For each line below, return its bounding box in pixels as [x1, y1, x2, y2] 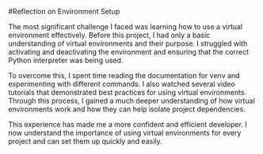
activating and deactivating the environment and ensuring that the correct [8, 47, 250, 56]
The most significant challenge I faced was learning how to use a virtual [8, 22, 243, 31]
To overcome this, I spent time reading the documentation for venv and [8, 71, 240, 80]
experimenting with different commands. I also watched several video [8, 79, 235, 88]
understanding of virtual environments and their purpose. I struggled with [8, 39, 248, 48]
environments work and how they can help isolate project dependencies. [8, 104, 246, 114]
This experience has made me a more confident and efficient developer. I [8, 120, 247, 129]
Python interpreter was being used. [8, 55, 124, 65]
